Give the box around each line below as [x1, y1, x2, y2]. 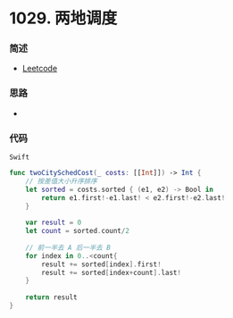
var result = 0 [25, 218, 82, 228]
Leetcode [21, 63, 58, 74]
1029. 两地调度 [9, 8, 118, 29]
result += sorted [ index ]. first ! [41, 260, 162, 269]
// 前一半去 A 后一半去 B [25, 243, 112, 252]
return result [25, 293, 78, 302]
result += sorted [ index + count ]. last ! [41, 268, 181, 277]
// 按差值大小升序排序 [25, 176, 98, 186]
